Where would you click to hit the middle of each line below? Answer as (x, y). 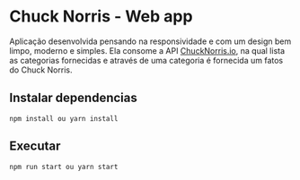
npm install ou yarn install (64, 118)
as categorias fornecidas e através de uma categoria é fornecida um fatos (146, 60)
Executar (35, 146)
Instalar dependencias (73, 98)
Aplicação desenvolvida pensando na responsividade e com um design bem (150, 41)
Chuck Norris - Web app (101, 17)
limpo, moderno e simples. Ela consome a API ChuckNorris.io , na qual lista (147, 50)
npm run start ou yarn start (64, 167)
